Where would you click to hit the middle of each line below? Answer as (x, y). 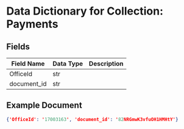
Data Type (68, 64)
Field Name (28, 64)
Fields (18, 47)
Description (106, 64)
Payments (32, 24)
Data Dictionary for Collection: (85, 11)
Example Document (44, 106)
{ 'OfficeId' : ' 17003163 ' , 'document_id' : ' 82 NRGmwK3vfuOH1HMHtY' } (92, 119)
